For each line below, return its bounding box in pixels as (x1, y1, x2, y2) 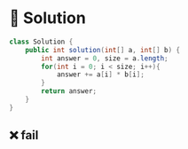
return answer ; (41, 87, 98, 96)
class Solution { (9, 37, 74, 46)
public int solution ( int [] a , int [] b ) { (25, 45, 181, 54)
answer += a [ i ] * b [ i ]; (56, 70, 145, 79)
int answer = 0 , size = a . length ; (41, 53, 168, 63)
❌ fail (9, 128, 39, 143)
